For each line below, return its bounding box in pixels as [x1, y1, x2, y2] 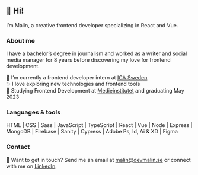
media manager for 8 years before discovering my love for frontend [6, 56, 171, 63]
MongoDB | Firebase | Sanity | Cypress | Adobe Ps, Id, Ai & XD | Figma [6, 128, 178, 135]
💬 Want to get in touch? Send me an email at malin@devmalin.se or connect [6, 156, 191, 163]
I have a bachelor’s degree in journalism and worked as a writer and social [6, 50, 187, 57]
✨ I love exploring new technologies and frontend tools [6, 81, 140, 88]
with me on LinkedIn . [6, 163, 58, 170]
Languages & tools [6, 108, 61, 116]
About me [6, 36, 36, 44]
